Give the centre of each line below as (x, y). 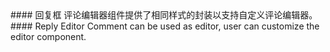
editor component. (48, 36)
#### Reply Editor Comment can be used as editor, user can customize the (165, 26)
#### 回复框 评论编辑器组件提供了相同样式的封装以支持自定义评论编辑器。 (164, 15)
